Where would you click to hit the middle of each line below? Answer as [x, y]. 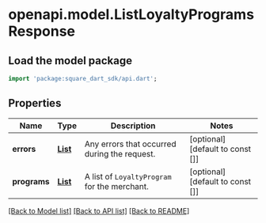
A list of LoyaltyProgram [128, 176]
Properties [35, 103]
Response [42, 31]
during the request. [120, 153]
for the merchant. [116, 186]
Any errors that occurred [130, 144]
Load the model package [70, 60]
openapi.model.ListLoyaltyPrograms [131, 15]
